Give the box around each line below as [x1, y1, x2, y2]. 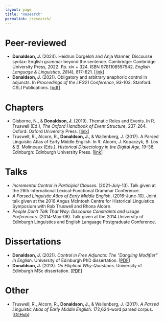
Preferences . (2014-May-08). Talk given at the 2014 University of [12, 214, 144, 220]
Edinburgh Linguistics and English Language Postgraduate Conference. [12, 219, 156, 225]
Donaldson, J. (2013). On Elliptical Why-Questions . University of [12, 263, 142, 269]
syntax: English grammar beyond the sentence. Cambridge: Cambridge [12, 59, 156, 65]
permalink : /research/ [5, 16, 51, 21]
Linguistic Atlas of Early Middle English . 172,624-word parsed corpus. [12, 306, 153, 312]
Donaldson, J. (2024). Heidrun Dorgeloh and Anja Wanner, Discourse [12, 53, 153, 59]
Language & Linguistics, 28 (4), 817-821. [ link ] [12, 69, 104, 75]
